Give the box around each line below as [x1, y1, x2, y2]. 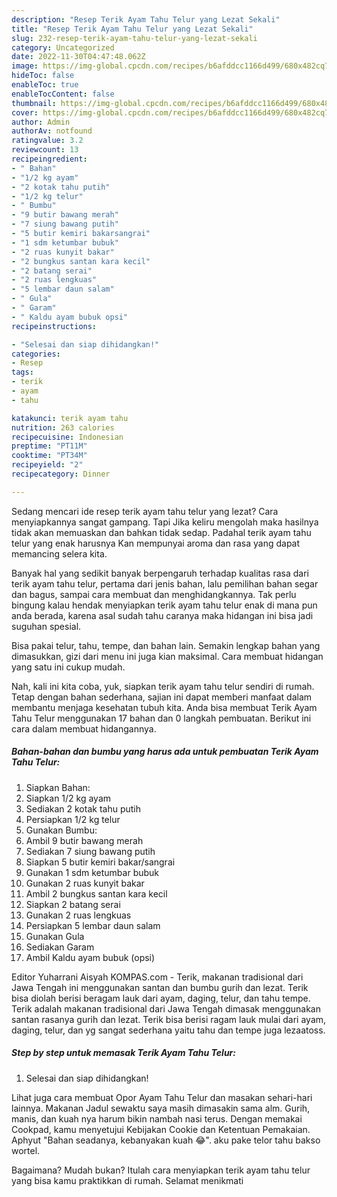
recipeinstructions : [11, 321, 98, 331]
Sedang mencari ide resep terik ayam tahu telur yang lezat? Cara [11, 505, 279, 517]
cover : [11, 107, 39, 118]
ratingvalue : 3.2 [11, 136, 84, 146]
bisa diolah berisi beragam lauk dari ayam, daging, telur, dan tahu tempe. [11, 992, 311, 1004]
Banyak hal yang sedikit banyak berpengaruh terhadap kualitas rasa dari [11, 567, 309, 579]
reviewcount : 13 [11, 145, 79, 155]
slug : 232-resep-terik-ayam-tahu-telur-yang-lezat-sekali [11, 33, 258, 43]
